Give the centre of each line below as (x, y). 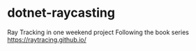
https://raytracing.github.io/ (47, 39)
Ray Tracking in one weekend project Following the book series (98, 32)
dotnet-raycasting (61, 13)
